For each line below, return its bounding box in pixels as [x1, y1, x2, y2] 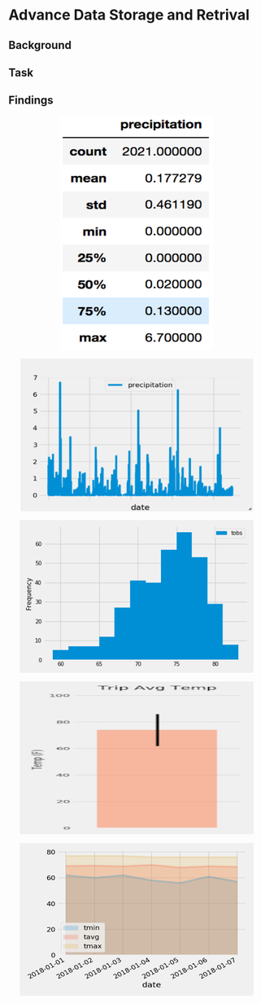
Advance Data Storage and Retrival [8, 6, 250, 24]
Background [8, 38, 72, 52]
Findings [8, 94, 54, 108]
